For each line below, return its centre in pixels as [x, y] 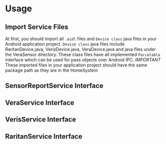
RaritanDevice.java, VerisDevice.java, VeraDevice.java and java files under [81, 49]
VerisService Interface [41, 120]
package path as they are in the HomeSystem [51, 70]
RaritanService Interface [44, 136]
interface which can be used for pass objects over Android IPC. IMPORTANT [83, 60]
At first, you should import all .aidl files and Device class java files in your [81, 39]
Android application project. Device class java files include [65, 44]
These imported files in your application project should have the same [76, 65]
